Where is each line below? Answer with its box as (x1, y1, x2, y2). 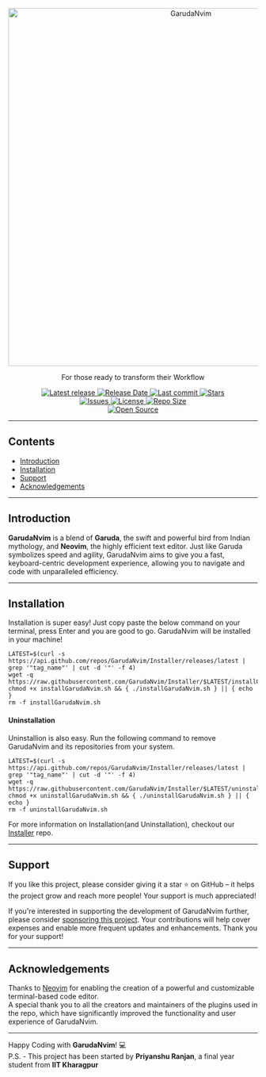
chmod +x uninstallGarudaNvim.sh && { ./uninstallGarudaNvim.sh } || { (8, 791, 249, 799)
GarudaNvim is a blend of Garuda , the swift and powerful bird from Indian (8, 533, 251, 542)
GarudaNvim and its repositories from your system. (8, 742, 176, 751)
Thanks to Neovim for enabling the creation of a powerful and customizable (8, 983, 255, 993)
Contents (8, 435, 55, 449)
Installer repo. (8, 828, 54, 837)
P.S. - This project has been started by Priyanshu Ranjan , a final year (8, 1052, 235, 1061)
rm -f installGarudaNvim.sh (8, 699, 101, 707)
